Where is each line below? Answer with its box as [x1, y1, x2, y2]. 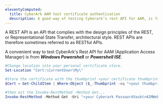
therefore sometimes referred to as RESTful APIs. [5, 40, 103, 45]
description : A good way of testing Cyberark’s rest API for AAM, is [9, 16, 153, 21]
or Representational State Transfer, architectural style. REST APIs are [5, 34, 143, 40]
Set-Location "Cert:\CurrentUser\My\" [5, 68, 83, 73]
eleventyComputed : [5, 7, 42, 12]
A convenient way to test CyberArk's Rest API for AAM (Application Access [5, 49, 155, 55]
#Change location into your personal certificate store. [5, 63, 123, 68]
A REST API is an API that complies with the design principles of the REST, [5, 30, 153, 35]
